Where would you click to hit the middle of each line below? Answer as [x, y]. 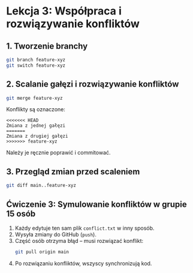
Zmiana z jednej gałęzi [36, 126]
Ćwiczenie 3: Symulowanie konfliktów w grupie [96, 204]
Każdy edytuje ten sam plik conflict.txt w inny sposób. [85, 228]
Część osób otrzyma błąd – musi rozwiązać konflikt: [79, 241]
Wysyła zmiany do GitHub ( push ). [56, 234]
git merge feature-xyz [34, 98]
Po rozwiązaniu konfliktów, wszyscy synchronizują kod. [83, 263]
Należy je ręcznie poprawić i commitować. [58, 153]
